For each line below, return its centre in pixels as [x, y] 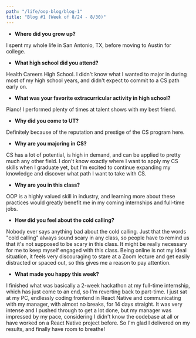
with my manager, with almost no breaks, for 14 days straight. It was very [94, 304]
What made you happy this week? [57, 274]
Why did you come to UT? [47, 120]
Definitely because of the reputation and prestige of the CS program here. [95, 132]
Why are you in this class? [47, 185]
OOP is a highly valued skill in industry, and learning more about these [91, 196]
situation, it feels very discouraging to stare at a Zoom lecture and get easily [98, 256]
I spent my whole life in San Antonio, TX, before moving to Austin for [89, 45]
